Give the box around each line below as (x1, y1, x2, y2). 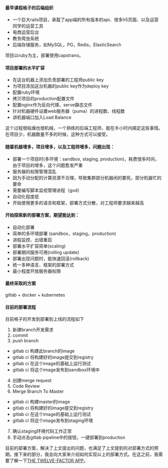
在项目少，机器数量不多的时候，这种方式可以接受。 (5, 131, 110, 137)
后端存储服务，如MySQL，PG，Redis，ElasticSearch (12, 42, 121, 48)
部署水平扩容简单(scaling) (12, 243, 66, 249)
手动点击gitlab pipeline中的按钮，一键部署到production (12, 434, 125, 440)
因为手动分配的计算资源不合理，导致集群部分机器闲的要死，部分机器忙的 (12, 174, 161, 180)
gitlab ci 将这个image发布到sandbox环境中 (12, 367, 100, 373)
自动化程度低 (12, 193, 39, 199)
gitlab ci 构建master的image (12, 399, 70, 405)
